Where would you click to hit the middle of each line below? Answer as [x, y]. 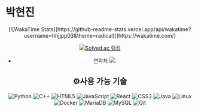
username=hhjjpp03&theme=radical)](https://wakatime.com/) [100, 35]
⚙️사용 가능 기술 [100, 81]
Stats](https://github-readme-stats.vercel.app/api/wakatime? [116, 29]
